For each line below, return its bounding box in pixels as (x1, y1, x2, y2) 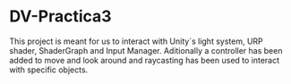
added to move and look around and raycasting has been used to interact (9, 55, 280, 65)
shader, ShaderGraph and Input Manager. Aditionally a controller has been (9, 45, 283, 55)
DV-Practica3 (9, 6, 112, 27)
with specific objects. (9, 64, 89, 75)
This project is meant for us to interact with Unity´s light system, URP (9, 36, 264, 46)
